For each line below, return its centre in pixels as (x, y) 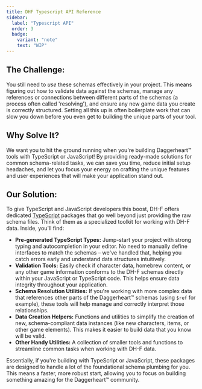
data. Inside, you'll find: (35, 228)
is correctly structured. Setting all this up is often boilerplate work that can (98, 110)
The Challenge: (36, 70)
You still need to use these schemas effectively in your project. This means (99, 84)
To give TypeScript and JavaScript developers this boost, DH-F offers (93, 209)
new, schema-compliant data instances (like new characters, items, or (102, 323)
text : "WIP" (32, 46)
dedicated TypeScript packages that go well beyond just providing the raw (99, 215)
